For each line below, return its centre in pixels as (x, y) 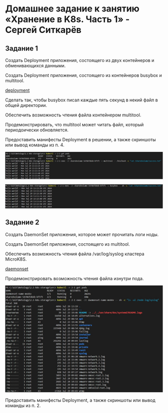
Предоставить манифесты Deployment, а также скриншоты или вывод (80, 401)
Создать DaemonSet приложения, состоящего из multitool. (67, 244)
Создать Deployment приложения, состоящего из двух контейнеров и (80, 60)
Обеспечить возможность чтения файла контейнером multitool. (73, 115)
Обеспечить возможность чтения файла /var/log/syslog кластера (75, 254)
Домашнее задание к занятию (72, 9)
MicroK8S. (16, 259)
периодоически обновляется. (37, 130)
